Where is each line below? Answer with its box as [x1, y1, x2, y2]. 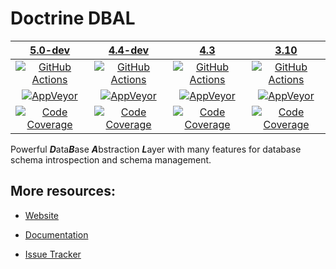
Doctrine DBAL [10, 7, 136, 30]
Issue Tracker [24, 248, 82, 260]
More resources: [10, 183, 116, 200]
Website [24, 209, 60, 221]
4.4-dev [108, 43, 150, 57]
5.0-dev [29, 43, 71, 57]
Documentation [24, 228, 89, 241]
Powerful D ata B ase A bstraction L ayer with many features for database [10, 143, 302, 155]
